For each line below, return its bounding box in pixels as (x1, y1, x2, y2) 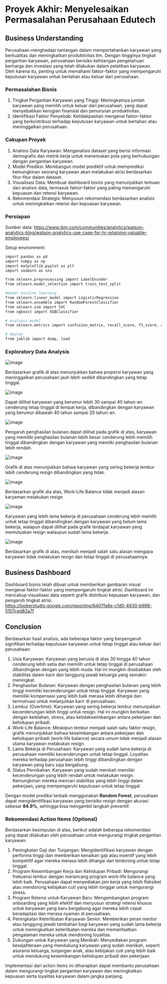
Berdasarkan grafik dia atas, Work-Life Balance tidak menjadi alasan (5, 489, 145, 495)
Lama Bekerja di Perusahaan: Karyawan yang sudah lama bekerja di (12, 746, 152, 752)
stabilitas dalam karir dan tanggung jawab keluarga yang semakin (12, 672, 147, 678)
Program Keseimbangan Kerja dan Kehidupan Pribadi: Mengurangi (12, 868, 149, 874)
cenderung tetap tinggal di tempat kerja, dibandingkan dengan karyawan (5, 405, 155, 411)
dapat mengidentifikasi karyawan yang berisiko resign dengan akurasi (5, 798, 149, 804)
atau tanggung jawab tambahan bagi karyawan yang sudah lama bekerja (12, 921, 162, 927)
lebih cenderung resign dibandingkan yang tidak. (5, 469, 105, 475)
